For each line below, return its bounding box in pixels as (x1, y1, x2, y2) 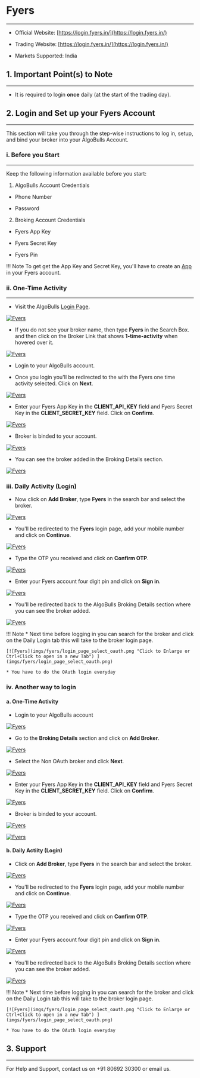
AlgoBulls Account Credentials (14, 182, 90, 189)
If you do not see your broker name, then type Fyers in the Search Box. (14, 326, 189, 333)
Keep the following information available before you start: (6, 170, 147, 177)
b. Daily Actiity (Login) (6, 847, 62, 854)
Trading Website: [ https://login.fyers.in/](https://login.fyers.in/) (14, 40, 168, 48)
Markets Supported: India (14, 52, 77, 59)
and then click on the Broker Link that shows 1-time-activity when (14, 333, 178, 340)
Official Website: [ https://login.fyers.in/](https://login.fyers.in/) (14, 29, 167, 36)
